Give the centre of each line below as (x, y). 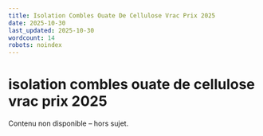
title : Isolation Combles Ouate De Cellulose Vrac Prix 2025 (112, 16)
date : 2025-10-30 (37, 23)
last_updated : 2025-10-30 (51, 30)
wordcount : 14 (32, 38)
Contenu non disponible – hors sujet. (69, 123)
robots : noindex (35, 45)
